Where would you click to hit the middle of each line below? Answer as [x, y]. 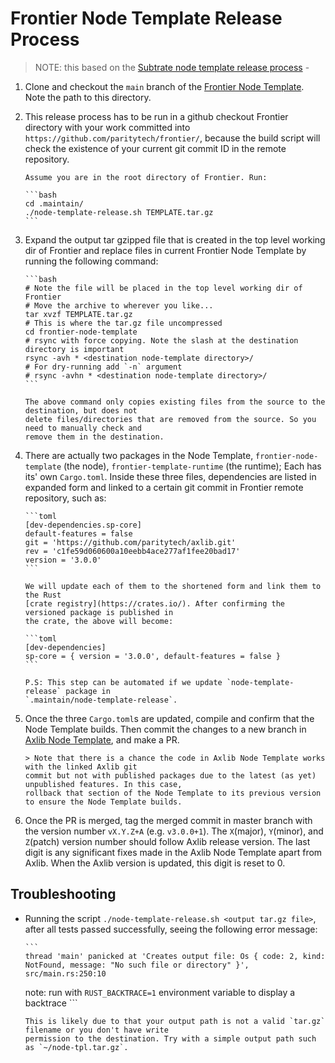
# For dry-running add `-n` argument [103, 367]
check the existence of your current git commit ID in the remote [155, 148]
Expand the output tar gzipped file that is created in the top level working [175, 239]
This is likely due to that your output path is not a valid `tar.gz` [175, 1021]
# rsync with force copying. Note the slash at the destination [161, 340]
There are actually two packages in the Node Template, [139, 455]
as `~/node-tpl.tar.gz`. [76, 1047]
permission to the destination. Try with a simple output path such [170, 1038]
